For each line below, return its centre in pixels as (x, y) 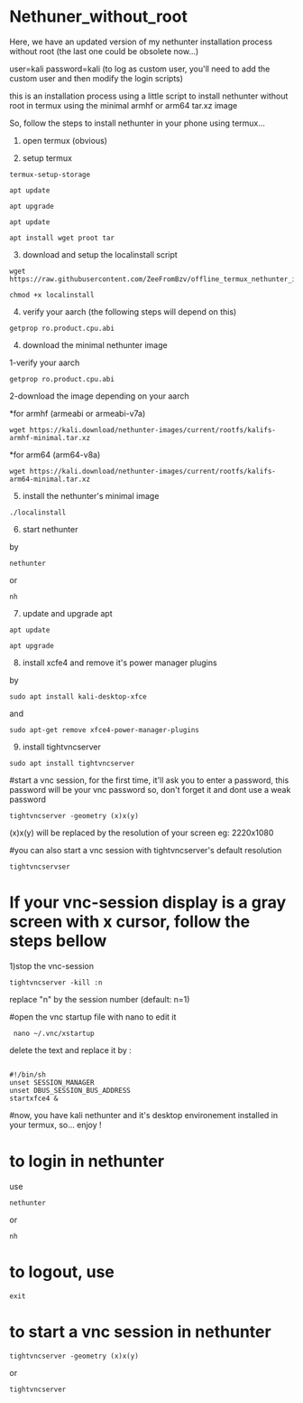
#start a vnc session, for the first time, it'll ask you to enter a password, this (149, 780)
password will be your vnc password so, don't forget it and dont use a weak (150, 789)
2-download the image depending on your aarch (99, 396)
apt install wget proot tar (62, 238)
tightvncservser (40, 866)
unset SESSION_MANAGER (52, 1082)
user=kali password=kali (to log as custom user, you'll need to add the (140, 69)
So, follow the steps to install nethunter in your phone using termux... (138, 123)
